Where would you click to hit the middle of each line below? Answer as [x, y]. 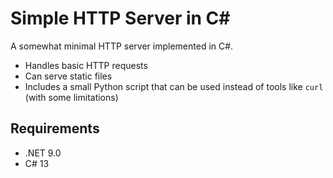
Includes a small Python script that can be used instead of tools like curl [174, 86]
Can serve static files [68, 76]
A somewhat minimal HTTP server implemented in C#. [122, 46]
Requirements [55, 128]
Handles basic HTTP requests [86, 65]
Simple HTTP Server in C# [120, 18]
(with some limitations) [71, 97]
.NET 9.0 [43, 153]
